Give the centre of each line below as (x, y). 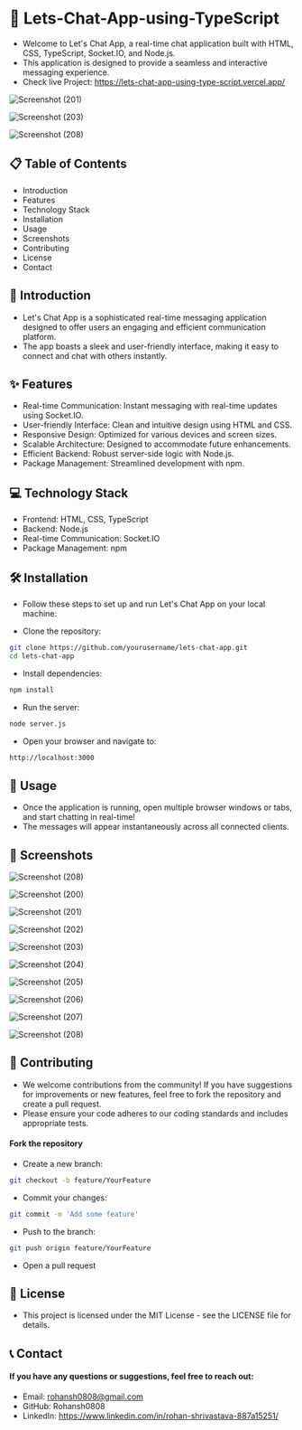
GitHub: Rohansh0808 (64, 1406)
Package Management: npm (75, 548)
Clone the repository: (62, 631)
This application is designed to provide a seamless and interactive (145, 62)
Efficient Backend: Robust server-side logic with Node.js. (128, 454)
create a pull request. (62, 1104)
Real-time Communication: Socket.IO (91, 539)
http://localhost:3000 (52, 757)
